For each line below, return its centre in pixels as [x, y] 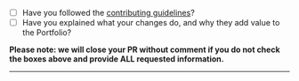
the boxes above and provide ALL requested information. [117, 59]
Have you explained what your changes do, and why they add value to [151, 23]
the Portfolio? [47, 33]
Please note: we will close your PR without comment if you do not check [145, 50]
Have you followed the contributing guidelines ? [109, 13]
